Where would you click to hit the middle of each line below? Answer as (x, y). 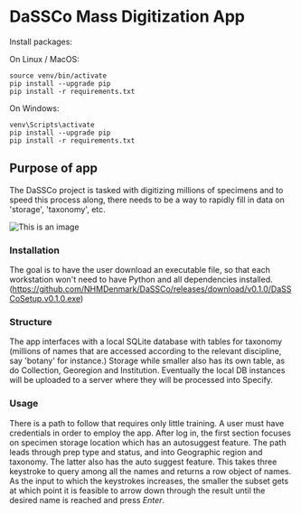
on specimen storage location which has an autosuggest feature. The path (148, 442)
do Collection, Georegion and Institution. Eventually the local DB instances (147, 370)
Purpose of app (53, 168)
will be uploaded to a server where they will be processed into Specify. (141, 380)
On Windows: (34, 108)
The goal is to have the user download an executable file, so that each (140, 270)
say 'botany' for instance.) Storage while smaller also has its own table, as (147, 361)
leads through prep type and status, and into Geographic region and (136, 452)
